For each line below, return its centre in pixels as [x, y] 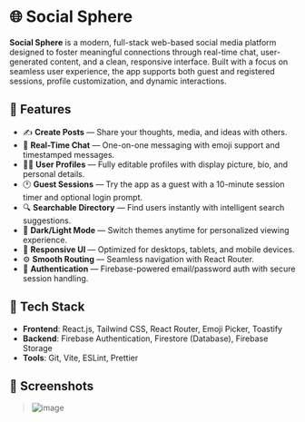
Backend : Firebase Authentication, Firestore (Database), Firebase [145, 339]
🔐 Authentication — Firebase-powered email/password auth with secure [159, 269]
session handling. [55, 278]
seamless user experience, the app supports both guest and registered [142, 71]
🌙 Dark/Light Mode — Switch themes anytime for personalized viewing [156, 230]
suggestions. [47, 221]
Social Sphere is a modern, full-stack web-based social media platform [143, 42]
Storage [37, 348]
